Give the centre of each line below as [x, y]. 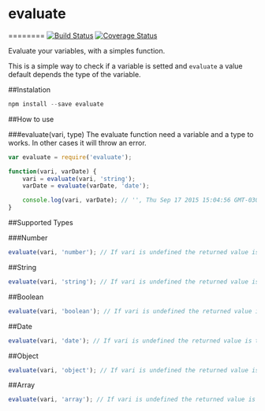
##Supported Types [41, 223]
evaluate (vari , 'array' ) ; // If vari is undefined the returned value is [132, 400]
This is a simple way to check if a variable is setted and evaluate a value [125, 66]
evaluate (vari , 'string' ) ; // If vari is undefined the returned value [128, 281]
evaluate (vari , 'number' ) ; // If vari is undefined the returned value [128, 253]
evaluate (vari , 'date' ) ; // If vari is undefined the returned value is [130, 341]
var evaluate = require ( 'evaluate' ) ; [70, 157]
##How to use [31, 119]
